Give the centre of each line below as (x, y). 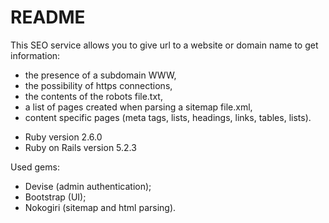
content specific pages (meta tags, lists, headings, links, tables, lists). (168, 117)
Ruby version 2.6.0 (63, 137)
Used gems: (35, 167)
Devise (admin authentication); (88, 186)
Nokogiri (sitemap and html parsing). (100, 207)
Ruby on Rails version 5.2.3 (80, 147)
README (48, 17)
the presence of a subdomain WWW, (100, 75)
